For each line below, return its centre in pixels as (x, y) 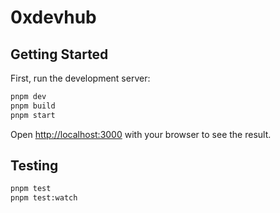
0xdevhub (53, 17)
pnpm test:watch (44, 198)
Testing (34, 166)
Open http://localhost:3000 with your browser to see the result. (141, 134)
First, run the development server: (80, 78)
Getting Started (59, 54)
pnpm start (33, 115)
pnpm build (33, 106)
